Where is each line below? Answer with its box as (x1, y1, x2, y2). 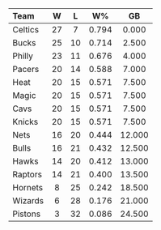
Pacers (12, 64, 40, 75)
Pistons (12, 208, 41, 219)
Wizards (12, 195, 44, 206)
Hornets (12, 182, 44, 193)
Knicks (12, 117, 39, 127)
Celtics (12, 24, 39, 35)
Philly (12, 50, 34, 62)
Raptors (12, 169, 43, 180)
